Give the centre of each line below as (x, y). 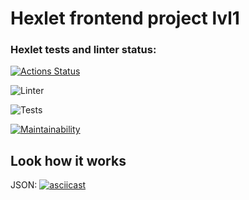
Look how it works (68, 160)
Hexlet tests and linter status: (83, 50)
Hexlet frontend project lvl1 (125, 18)
